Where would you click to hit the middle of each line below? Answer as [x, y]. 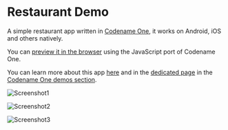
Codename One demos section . [52, 79]
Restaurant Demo [58, 12]
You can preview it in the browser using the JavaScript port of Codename [111, 52]
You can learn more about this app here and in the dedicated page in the [110, 72]
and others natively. [35, 38]
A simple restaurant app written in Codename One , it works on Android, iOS [114, 31]
